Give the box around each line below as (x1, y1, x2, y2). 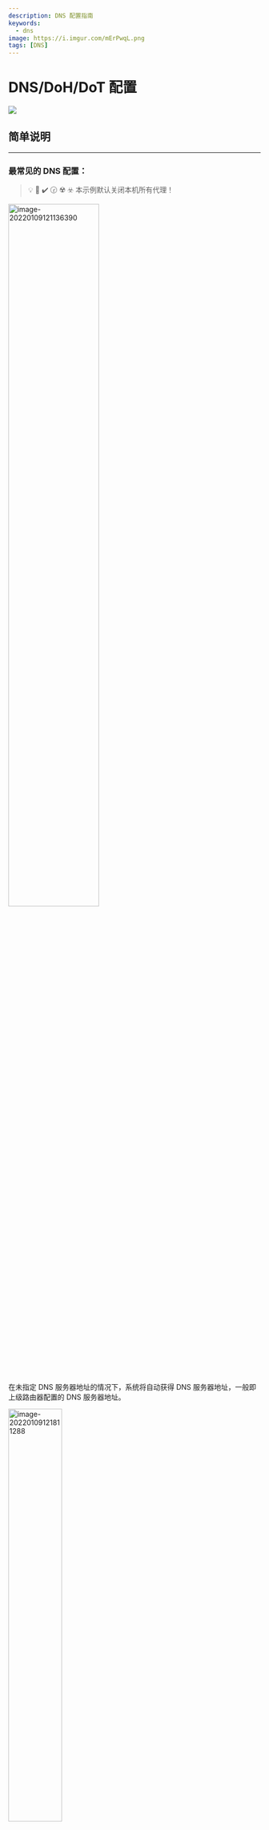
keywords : (8, 19, 42, 27)
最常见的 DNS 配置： (8, 165, 88, 176)
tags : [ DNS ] (8, 42, 48, 50)
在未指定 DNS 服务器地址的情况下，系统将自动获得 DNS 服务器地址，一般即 (8, 1383, 257, 1392)
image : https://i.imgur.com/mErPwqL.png (8, 34, 146, 42)
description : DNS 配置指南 (8, 11, 94, 20)
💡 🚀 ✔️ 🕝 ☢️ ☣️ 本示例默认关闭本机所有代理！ (27, 185, 175, 195)
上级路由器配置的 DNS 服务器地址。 (8, 1392, 126, 1402)
